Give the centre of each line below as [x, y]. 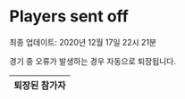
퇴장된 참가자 [40, 85]
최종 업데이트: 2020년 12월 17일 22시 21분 [83, 42]
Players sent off [69, 16]
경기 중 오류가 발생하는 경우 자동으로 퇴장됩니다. [93, 61]
